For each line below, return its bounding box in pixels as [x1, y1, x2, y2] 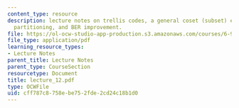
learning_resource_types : [7, 43, 84, 50]
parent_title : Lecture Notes [7, 57, 94, 64]
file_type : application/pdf [7, 37, 91, 44]
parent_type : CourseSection [7, 63, 91, 70]
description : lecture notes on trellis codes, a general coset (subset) [7, 17, 228, 24]
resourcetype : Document [7, 70, 78, 77]
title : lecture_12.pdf [7, 76, 75, 84]
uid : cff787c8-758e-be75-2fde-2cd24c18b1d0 [7, 90, 139, 97]
